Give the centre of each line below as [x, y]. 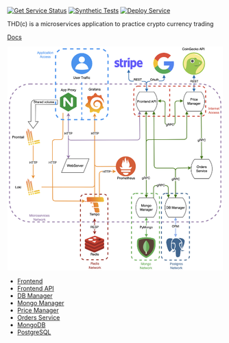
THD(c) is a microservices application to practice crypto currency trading [110, 24]
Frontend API [36, 288]
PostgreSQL [34, 332]
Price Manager [38, 310]
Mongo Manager [40, 303]
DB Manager [35, 296]
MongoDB [31, 324]
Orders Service [38, 317]
